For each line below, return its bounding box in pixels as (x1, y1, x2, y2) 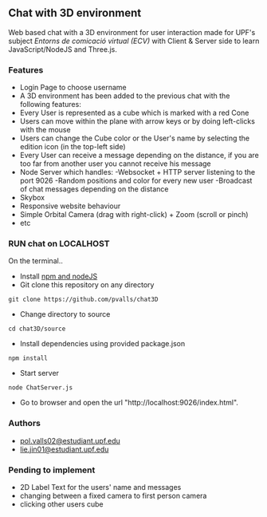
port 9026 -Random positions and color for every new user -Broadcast (19, 176, 253, 186)
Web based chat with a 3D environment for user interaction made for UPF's (8, 27, 256, 37)
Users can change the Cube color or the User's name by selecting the (19, 133, 249, 143)
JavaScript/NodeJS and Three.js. (8, 44, 118, 54)
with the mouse (19, 125, 71, 135)
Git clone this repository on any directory (19, 280, 155, 290)
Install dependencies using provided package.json (19, 339, 186, 349)
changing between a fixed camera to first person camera (19, 491, 207, 500)
